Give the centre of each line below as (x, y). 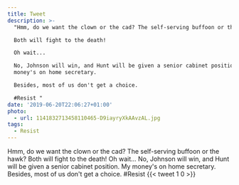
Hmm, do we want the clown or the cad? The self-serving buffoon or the (113, 151)
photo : (17, 111)
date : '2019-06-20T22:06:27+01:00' (60, 105)
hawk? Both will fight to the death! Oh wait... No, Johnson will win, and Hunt (118, 159)
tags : (15, 125)
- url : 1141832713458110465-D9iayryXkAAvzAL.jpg (87, 118)
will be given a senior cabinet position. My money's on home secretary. (112, 166)
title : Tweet (27, 14)
